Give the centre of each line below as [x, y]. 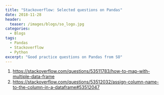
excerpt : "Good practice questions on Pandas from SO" [64, 57]
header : [13, 19]
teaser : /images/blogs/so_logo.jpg [47, 24]
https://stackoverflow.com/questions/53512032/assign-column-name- [86, 82]
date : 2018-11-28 [23, 15]
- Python [19, 52]
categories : [18, 29]
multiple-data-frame [33, 77]
